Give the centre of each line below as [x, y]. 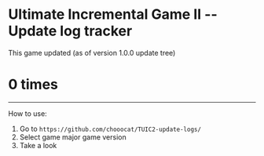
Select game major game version [73, 137]
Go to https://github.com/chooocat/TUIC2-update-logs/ [110, 129]
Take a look [38, 145]
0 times [33, 85]
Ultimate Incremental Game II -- [113, 15]
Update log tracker [70, 31]
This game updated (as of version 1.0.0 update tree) [92, 53]
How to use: [27, 113]
